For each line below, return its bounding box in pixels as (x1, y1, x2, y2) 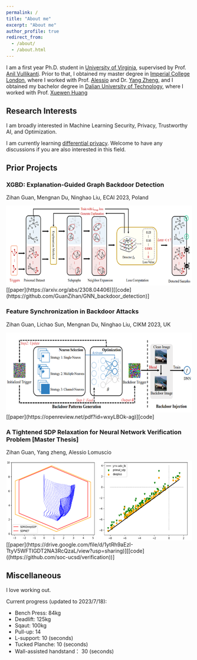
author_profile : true (6, 28, 60, 34)
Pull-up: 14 (14, 628, 41, 635)
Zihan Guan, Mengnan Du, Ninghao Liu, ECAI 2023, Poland (6, 194, 149, 201)
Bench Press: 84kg (14, 609, 61, 616)
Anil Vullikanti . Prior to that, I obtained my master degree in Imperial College (6, 70, 190, 77)
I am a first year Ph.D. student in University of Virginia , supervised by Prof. (6, 64, 187, 71)
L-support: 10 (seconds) (14, 634, 74, 641)
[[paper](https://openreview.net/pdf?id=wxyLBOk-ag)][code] (6, 413, 155, 420)
